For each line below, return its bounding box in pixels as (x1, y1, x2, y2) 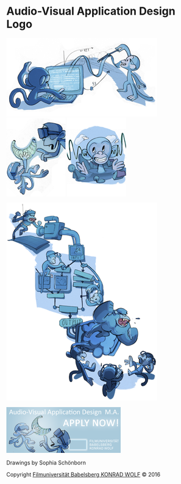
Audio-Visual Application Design (6, 4, 176, 18)
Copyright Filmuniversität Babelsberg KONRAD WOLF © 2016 (6, 471, 160, 478)
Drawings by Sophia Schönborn (6, 459, 87, 466)
